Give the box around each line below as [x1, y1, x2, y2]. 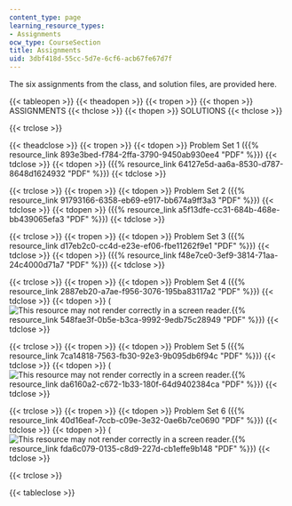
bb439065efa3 [9, 214, 65, 224]
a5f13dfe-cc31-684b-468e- [178, 205, 280, 214]
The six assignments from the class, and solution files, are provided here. [9, 79, 277, 89]
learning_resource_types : [9, 21, 105, 30]
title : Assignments [9, 46, 82, 55]
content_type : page [9, 12, 82, 22]
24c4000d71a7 [9, 260, 65, 269]
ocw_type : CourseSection [9, 37, 101, 47]
